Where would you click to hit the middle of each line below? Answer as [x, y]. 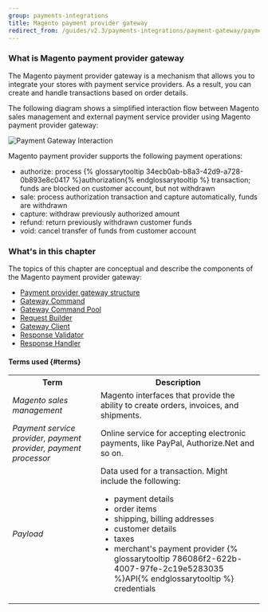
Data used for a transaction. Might [164, 471]
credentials [135, 589]
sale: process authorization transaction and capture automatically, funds [138, 197]
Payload [28, 534]
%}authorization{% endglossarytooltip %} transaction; [161, 179]
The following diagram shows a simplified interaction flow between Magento [134, 108]
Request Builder [46, 318]
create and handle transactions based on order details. [99, 92]
